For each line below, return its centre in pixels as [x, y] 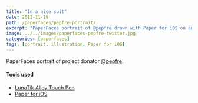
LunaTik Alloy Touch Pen [44, 88]
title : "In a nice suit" [37, 11]
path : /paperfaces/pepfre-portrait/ [51, 22]
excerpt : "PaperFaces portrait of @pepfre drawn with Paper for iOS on [96, 28]
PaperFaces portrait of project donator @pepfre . [65, 61]
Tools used [20, 75]
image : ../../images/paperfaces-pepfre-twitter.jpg [71, 34]
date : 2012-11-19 [27, 17]
